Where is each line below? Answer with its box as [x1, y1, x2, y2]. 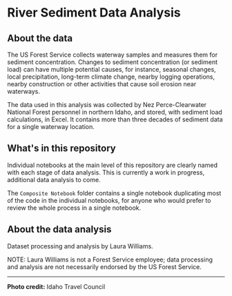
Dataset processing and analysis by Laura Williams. [7, 241, 153, 250]
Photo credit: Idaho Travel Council [7, 282, 106, 290]
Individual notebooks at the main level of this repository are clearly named [7, 161, 217, 169]
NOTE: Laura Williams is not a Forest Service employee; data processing [7, 255, 213, 264]
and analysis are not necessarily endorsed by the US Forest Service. [7, 262, 202, 270]
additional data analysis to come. [7, 175, 101, 184]
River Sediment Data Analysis [7, 5, 181, 21]
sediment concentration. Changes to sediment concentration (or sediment [7, 58, 218, 66]
